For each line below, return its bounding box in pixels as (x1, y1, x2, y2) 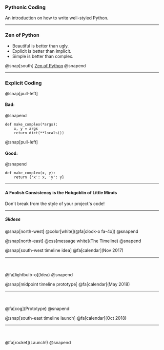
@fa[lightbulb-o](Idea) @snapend (5, 272, 73, 278)
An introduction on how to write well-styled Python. (5, 15, 109, 21)
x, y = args (14, 126, 38, 131)
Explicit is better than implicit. (12, 48, 72, 54)
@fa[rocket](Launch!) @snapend (5, 340, 71, 346)
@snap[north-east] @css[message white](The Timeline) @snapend (5, 238, 142, 244)
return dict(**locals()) (14, 131, 64, 136)
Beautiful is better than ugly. (12, 43, 69, 49)
